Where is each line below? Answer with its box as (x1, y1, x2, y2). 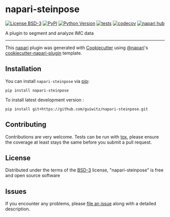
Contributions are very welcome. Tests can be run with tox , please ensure (5, 134, 159, 140)
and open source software (5, 172, 60, 179)
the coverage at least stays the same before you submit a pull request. (5, 139, 152, 145)
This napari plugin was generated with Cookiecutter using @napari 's (5, 45, 148, 51)
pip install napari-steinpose (5, 88, 69, 93)
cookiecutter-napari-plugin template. (5, 50, 82, 56)
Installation (5, 65, 41, 73)
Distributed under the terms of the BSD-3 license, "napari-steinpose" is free (5, 167, 163, 173)
